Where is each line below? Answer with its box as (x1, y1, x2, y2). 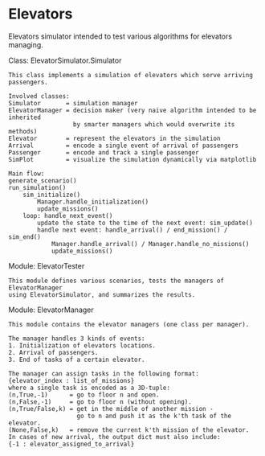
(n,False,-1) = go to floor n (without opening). (8, 397, 193, 406)
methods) (8, 127, 38, 135)
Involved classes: (8, 92, 70, 101)
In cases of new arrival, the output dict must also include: (8, 433, 221, 441)
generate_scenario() (8, 176, 78, 185)
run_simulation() (8, 183, 67, 191)
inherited (8, 113, 42, 121)
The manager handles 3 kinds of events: (8, 335, 146, 343)
